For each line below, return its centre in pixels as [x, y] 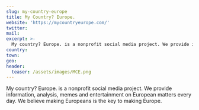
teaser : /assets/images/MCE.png [52, 72]
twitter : [17, 28]
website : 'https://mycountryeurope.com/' [58, 22]
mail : [13, 34]
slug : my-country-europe [37, 11]
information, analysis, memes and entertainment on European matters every [99, 95]
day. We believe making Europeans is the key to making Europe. [84, 101]
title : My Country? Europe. [41, 17]
